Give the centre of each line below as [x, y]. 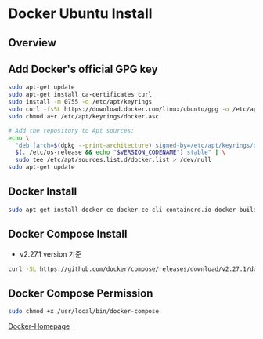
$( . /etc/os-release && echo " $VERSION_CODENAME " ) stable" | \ [121, 153]
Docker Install [43, 192]
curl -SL [22, 269]
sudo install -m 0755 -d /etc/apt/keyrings [80, 102]
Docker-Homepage [39, 326]
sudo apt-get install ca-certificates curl [80, 95]
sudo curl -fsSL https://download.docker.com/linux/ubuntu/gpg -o [119, 109]
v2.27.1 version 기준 [50, 254]
